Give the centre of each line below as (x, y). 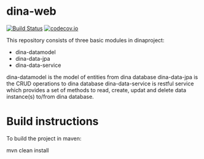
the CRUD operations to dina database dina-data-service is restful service (100, 83)
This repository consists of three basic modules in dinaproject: (85, 40)
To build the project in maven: (44, 138)
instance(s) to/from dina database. (50, 96)
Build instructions (53, 122)
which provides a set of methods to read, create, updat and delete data (96, 90)
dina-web (31, 11)
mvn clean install (28, 150)
